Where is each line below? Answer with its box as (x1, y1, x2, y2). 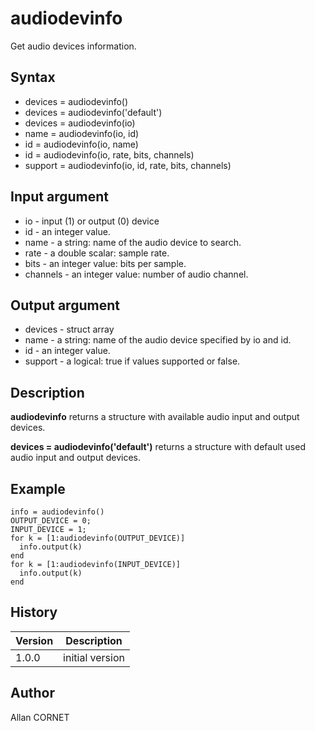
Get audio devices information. (10, 40, 137, 52)
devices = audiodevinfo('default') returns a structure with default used (10, 441, 306, 453)
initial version (63, 650, 125, 664)
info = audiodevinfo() (10, 507, 105, 517)
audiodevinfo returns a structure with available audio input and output (10, 411, 300, 423)
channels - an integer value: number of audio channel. (24, 268, 249, 280)
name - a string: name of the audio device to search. (24, 236, 242, 248)
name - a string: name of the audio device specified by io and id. (24, 334, 292, 346)
